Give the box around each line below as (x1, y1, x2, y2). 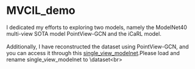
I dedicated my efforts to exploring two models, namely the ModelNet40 (6, 24, 188, 31)
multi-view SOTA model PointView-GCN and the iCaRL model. (6, 30, 161, 37)
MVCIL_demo (6, 4, 76, 18)
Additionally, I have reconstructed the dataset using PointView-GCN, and (6, 43, 189, 50)
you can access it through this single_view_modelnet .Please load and (6, 49, 180, 56)
